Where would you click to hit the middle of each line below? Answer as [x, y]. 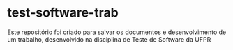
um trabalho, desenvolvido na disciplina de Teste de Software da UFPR [109, 39]
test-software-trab [63, 13]
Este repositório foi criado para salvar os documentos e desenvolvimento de [117, 32]
